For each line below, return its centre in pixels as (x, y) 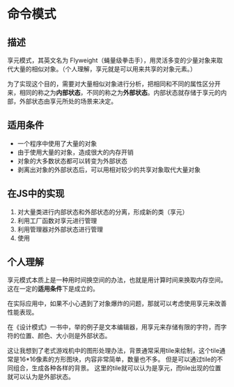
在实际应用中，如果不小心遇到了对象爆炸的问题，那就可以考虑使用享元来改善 (117, 303)
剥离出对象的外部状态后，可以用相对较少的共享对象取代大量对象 (109, 169)
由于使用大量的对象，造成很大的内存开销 (75, 152)
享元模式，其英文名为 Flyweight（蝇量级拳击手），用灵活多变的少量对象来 (112, 60)
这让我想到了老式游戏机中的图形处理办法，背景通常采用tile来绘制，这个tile (114, 351)
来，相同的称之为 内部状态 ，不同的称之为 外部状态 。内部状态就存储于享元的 (114, 92)
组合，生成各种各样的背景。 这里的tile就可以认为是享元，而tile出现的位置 (117, 368)
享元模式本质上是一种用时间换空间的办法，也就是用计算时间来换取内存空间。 (117, 280)
